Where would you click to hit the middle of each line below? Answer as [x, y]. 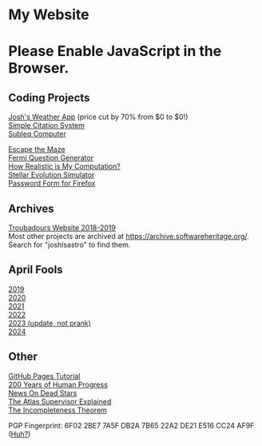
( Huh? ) [20, 434]
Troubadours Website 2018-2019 [62, 228]
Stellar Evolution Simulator [52, 175]
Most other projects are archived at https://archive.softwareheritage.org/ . [129, 236]
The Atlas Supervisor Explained [60, 401]
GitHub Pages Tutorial [44, 376]
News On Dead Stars [43, 392]
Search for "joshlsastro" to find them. [69, 245]
